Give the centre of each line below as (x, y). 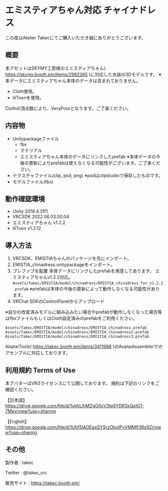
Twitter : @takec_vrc (26, 472)
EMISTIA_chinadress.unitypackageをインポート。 (64, 265)
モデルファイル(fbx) (33, 182)
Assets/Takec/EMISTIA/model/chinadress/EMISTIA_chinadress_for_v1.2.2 (88, 283)
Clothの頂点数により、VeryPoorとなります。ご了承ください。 (68, 108)
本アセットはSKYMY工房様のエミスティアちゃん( (56, 68)
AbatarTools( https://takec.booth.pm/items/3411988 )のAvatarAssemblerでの (84, 346)
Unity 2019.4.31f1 (30, 211)
